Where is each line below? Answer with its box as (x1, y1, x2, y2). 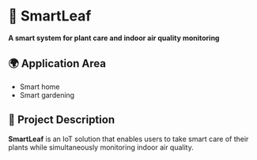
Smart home (19, 82, 61, 91)
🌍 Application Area (8, 57, 107, 70)
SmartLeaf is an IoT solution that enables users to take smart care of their (8, 134, 249, 143)
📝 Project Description (8, 113, 115, 127)
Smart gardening (19, 90, 75, 99)
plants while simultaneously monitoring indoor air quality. (8, 142, 194, 152)
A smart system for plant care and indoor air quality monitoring (8, 33, 220, 43)
